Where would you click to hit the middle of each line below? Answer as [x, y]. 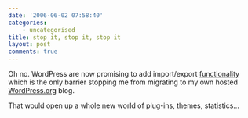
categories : [27, 23]
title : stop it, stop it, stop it [65, 37]
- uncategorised [49, 30]
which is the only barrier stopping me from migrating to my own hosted [123, 82]
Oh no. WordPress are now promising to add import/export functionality [124, 74]
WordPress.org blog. [41, 90]
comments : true [33, 52]
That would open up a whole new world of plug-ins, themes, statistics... [124, 105]
